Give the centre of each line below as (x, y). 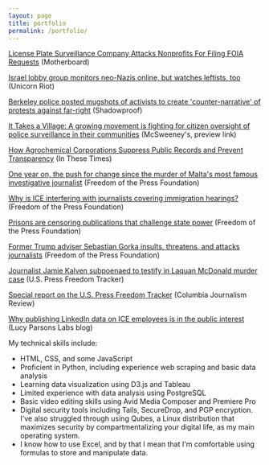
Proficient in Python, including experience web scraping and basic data (138, 368)
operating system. (50, 436)
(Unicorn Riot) (31, 86)
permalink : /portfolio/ (48, 31)
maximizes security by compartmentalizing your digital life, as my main (137, 427)
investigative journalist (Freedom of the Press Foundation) (104, 183)
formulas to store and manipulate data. (84, 453)
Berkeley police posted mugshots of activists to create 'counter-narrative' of (134, 102)
